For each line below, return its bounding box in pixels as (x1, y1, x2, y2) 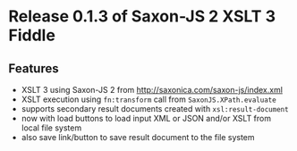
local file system (21, 122, 82, 133)
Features (8, 61, 59, 76)
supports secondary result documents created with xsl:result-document (21, 104, 289, 113)
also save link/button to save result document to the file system (21, 132, 256, 142)
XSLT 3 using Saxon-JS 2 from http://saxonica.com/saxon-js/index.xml (21, 85, 284, 95)
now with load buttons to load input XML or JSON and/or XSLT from (21, 113, 272, 123)
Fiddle (8, 25, 55, 46)
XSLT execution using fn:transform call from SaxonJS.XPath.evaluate (21, 94, 276, 105)
